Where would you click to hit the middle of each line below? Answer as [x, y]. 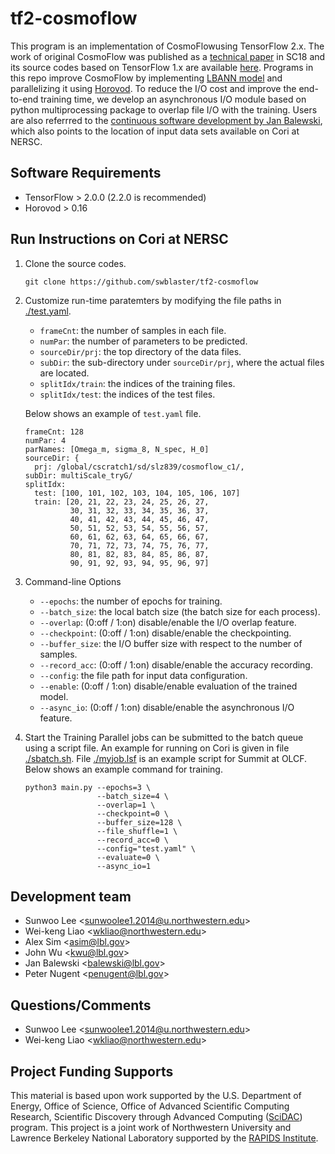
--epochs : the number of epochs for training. [131, 601]
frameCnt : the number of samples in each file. [133, 330]
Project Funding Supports [92, 1071]
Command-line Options [73, 581]
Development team [71, 896]
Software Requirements [86, 173]
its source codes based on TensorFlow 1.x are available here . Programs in [162, 67]
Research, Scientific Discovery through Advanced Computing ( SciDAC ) [156, 1116]
